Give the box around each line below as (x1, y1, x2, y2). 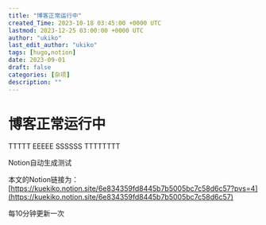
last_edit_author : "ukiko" (8, 41, 98, 49)
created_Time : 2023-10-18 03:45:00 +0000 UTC (8, 19, 161, 27)
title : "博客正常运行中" (8, 11, 82, 20)
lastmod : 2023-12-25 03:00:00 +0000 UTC (8, 26, 145, 34)
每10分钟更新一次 (8, 208, 65, 219)
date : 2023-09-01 (8, 56, 66, 64)
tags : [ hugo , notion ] (8, 48, 77, 56)
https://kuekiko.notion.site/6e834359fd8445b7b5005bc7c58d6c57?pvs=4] (10, 184, 258, 193)
